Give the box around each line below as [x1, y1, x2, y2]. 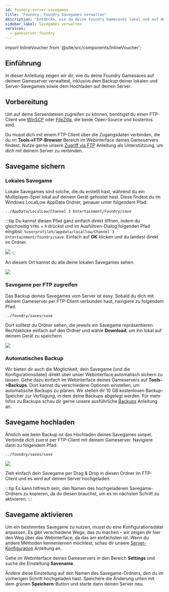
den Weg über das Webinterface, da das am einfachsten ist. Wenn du [5, 534, 149, 541]
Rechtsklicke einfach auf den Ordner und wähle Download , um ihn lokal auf [5, 327, 162, 333]
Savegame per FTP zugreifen [5, 281, 78, 288]
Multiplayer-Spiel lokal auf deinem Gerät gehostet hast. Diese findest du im [5, 194, 161, 200]
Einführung [5, 59, 41, 68]
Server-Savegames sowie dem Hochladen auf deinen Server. [5, 83, 132, 89]
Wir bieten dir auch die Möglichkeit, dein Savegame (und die [5, 366, 130, 372]
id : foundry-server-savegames [5, 7, 69, 13]
